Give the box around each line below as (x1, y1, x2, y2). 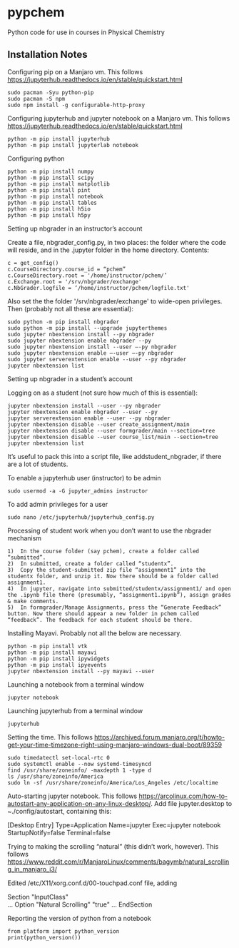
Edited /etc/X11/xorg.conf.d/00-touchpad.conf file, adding (7, 879, 178, 887)
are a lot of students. (7, 460, 68, 468)
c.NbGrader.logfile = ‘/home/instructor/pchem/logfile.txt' (7, 284, 190, 291)
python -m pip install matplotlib (7, 180, 111, 188)
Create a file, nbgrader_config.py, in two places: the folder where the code (7, 238, 227, 246)
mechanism (7, 533, 41, 543)
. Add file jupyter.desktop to (151, 799, 233, 807)
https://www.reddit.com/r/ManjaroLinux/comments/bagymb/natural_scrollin (7, 857, 230, 866)
